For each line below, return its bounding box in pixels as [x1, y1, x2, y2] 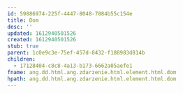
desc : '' [7, 23, 33, 30]
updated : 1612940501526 [7, 29, 77, 37]
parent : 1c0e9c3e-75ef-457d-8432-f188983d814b [7, 50, 145, 57]
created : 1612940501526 [7, 36, 77, 43]
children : [7, 56, 36, 63]
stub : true [7, 43, 39, 50]
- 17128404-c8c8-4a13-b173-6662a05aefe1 [13, 62, 133, 69]
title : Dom [7, 17, 39, 24]
